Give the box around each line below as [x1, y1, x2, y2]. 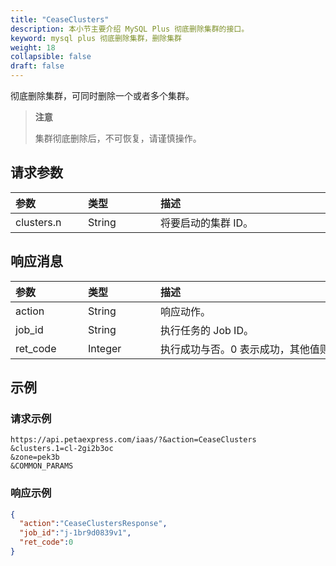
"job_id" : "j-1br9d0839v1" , [19, 528, 132, 538]
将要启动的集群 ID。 [160, 216, 254, 230]
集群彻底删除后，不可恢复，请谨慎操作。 [34, 132, 202, 144]
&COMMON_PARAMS [10, 461, 74, 471]
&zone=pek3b [10, 452, 60, 463]
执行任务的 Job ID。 [160, 323, 254, 337]
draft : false [10, 61, 65, 71]
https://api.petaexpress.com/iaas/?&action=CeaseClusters [10, 435, 257, 445]
